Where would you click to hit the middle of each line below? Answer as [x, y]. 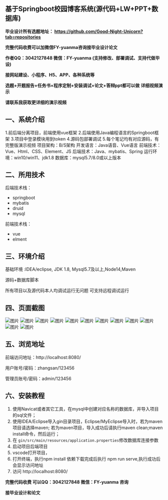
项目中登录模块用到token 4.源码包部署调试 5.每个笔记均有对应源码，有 [87, 138]
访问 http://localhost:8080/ [40, 471]
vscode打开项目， [31, 452]
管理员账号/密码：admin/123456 [38, 378]
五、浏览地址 [25, 344]
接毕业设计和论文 [23, 492]
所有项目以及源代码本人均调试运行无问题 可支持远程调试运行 [67, 290]
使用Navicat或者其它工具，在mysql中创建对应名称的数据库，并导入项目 [85, 408]
